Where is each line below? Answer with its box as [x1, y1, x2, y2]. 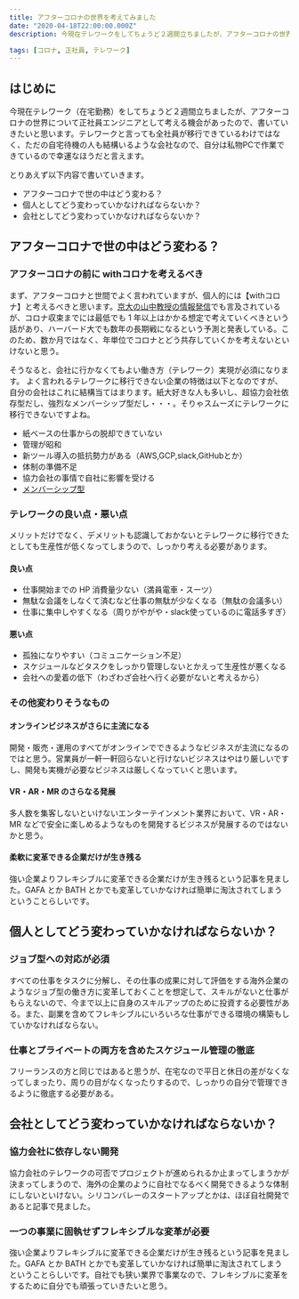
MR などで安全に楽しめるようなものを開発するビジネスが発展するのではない [9, 819, 289, 829]
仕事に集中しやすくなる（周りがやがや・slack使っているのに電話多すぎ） [21, 607, 291, 617]
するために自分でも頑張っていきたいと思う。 [9, 1280, 173, 1291]
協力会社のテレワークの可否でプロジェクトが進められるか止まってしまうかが [9, 1167, 289, 1178]
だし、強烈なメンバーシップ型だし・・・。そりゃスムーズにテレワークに [24, 398, 290, 408]
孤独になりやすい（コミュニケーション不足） [21, 650, 187, 661]
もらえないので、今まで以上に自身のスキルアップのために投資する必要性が [9, 997, 282, 1008]
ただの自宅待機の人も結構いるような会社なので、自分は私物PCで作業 [24, 140, 278, 150]
